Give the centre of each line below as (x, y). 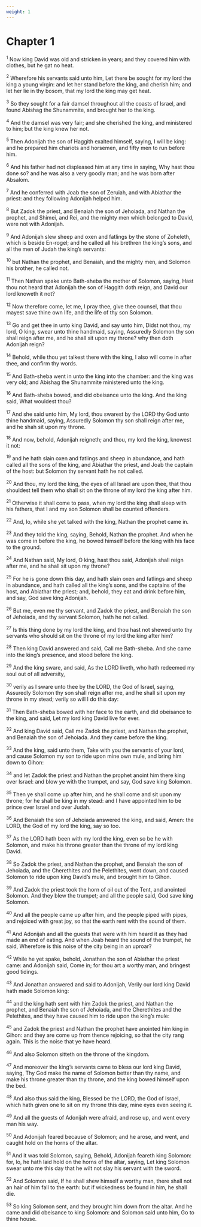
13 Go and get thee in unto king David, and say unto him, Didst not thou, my (99, 325)
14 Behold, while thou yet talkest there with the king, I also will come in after (99, 356)
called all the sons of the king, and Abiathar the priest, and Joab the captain (100, 465)
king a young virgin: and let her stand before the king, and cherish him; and (99, 84)
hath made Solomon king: (38, 991)
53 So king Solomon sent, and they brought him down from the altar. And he (99, 1205)
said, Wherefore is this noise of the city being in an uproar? (79, 946)
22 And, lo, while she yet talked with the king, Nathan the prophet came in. (98, 521)
